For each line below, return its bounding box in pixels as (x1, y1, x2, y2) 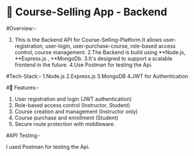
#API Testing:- (6, 132, 41, 139)
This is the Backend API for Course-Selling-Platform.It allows (14, 36, 162, 43)
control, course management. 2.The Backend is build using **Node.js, (14, 48, 186, 55)
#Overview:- (6, 25, 36, 32)
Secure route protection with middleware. (14, 120, 116, 127)
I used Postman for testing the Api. (6, 143, 90, 150)
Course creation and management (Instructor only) (14, 108, 138, 115)
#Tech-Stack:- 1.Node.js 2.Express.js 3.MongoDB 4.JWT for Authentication (6, 72, 188, 79)
